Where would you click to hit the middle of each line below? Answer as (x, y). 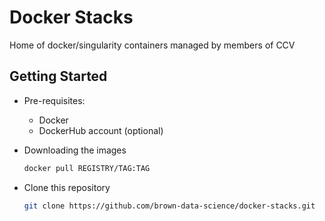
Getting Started (58, 76)
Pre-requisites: (54, 100)
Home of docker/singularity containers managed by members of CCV (152, 45)
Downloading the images (75, 150)
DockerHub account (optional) (101, 130)
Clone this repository (67, 187)
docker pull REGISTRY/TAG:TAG (87, 168)
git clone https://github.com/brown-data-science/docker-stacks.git (169, 206)
